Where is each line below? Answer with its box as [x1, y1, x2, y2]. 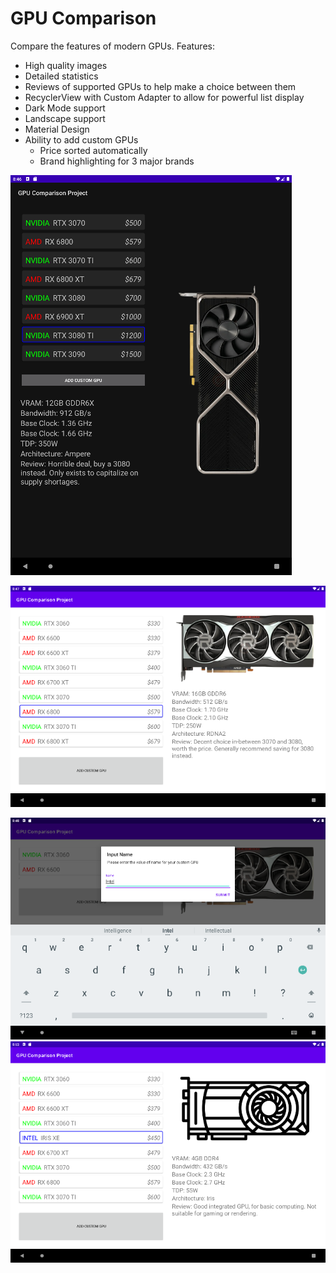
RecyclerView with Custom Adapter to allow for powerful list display [24, 91, 305, 103]
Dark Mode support [24, 102, 106, 114]
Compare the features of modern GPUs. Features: [10, 40, 215, 52]
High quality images [24, 59, 108, 71]
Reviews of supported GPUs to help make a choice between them [24, 80, 297, 92]
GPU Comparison [10, 7, 157, 30]
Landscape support [24, 112, 106, 124]
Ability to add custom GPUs [24, 133, 139, 146]
